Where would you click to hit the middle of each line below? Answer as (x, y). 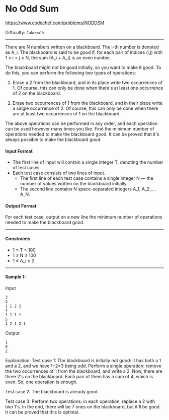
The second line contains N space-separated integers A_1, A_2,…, (88, 189)
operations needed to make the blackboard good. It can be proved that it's (82, 134)
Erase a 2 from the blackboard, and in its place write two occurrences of (88, 82)
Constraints (18, 238)
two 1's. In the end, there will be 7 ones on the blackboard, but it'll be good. (83, 406)
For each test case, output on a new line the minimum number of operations (84, 217)
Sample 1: (16, 277)
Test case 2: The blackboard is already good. (52, 391)
